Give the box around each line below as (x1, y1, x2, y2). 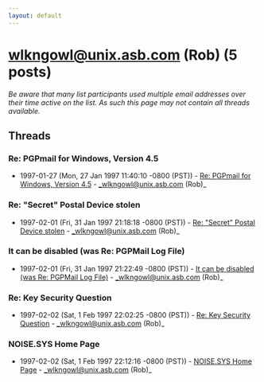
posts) (8, 63, 52, 80)
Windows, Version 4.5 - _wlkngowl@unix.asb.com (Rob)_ (19, 180, 207, 189)
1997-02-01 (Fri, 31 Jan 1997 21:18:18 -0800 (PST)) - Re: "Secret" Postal (19, 217, 256, 227)
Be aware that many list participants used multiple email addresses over (8, 89, 247, 99)
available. (8, 106, 41, 115)
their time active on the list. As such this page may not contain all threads (8, 97, 250, 107)
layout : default (8, 11, 62, 20)
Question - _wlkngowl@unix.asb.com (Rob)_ (19, 319, 165, 329)
